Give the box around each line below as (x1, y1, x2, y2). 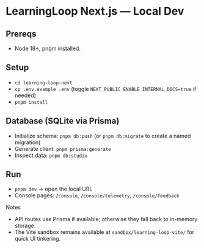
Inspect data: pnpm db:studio (14, 151, 88, 159)
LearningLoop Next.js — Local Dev (5, 4, 184, 18)
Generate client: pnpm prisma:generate (14, 145, 111, 152)
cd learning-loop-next (14, 79, 73, 86)
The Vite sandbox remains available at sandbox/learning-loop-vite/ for (14, 228, 195, 236)
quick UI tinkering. (14, 235, 61, 243)
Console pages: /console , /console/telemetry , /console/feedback (14, 192, 180, 199)
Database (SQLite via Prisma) (5, 116, 120, 126)
